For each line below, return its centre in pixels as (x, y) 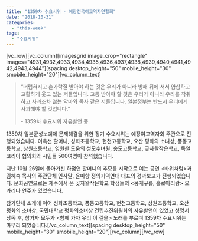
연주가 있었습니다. (42, 190)
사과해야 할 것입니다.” (45, 109)
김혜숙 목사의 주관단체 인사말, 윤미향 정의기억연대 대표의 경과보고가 (83, 176)
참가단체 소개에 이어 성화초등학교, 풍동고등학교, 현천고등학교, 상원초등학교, (92, 203)
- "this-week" (29, 28)
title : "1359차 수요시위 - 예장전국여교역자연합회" (61, 11)
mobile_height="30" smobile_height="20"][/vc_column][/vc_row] (85, 232)
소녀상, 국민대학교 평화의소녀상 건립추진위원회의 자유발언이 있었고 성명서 (106, 210)
